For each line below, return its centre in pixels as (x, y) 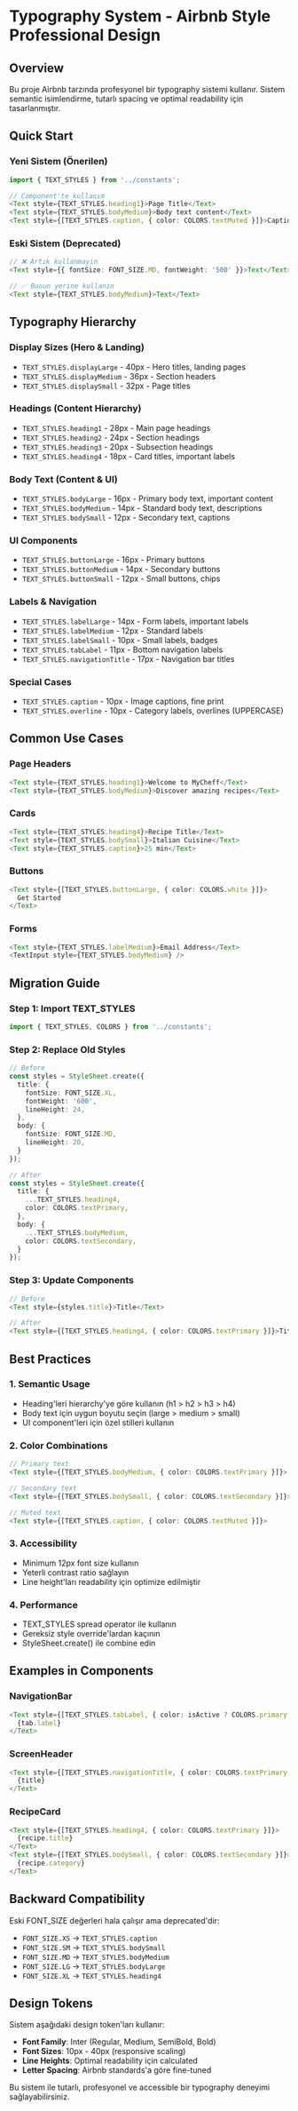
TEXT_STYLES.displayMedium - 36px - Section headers (119, 376)
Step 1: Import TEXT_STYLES (72, 1008)
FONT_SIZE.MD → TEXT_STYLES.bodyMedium (96, 1956)
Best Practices (50, 1359)
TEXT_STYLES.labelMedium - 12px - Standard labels (113, 630)
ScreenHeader (41, 1754)
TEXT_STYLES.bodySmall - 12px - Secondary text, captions (126, 518)
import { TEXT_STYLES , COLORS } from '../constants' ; (111, 1027)
